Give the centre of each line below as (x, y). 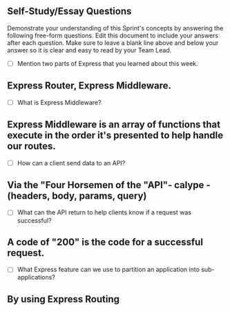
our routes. (32, 146)
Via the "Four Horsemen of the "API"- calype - (109, 185)
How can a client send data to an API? (71, 163)
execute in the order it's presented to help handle (115, 135)
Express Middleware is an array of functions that (114, 125)
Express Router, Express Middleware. (89, 86)
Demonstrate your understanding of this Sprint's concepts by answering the (115, 28)
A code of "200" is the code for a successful (105, 242)
